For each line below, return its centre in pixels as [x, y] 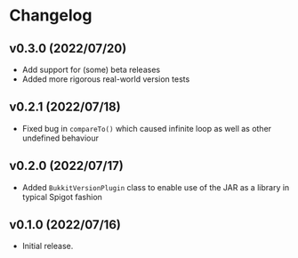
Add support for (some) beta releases [91, 69]
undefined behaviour [60, 138]
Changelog [51, 16]
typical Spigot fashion [62, 197]
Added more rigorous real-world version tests [106, 79]
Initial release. [48, 246]
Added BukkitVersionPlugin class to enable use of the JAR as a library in [156, 187]
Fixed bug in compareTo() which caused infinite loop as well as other [147, 128]
